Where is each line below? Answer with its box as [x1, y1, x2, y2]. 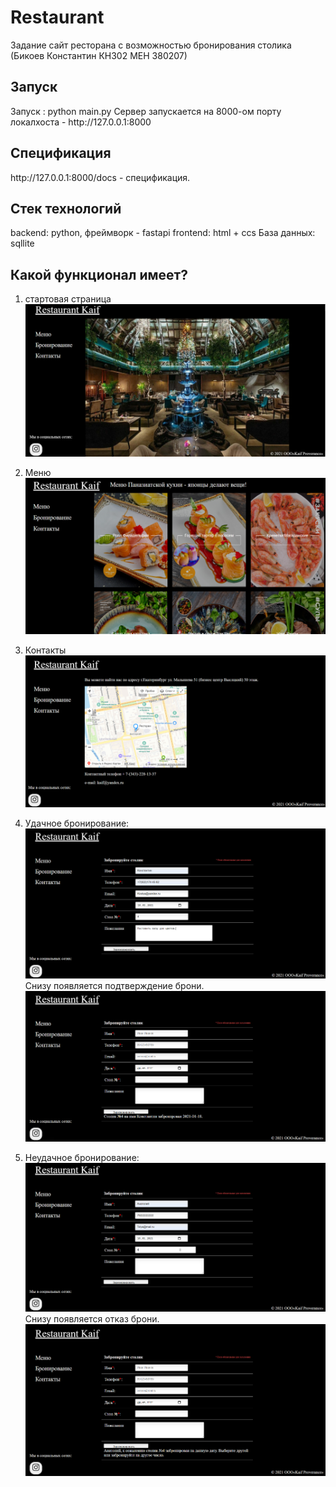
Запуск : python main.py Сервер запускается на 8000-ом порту [10, 105, 282, 117]
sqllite [10, 237, 35, 250]
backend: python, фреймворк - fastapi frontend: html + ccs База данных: [10, 227, 316, 239]
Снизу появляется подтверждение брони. [24, 980, 205, 992]
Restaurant [10, 6, 105, 29]
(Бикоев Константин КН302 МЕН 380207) [10, 49, 188, 61]
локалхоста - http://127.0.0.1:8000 [10, 116, 152, 128]
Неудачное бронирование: [24, 1152, 140, 1164]
